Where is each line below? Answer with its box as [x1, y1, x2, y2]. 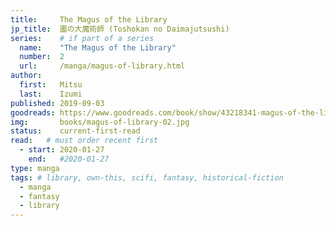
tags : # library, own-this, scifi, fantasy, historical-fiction [10, 172, 284, 183]
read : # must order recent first [10, 136, 159, 146]
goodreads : [10, 107, 56, 118]
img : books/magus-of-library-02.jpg [10, 117, 190, 127]
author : [10, 71, 43, 81]
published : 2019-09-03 [10, 98, 105, 108]
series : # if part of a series [10, 33, 155, 43]
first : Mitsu [19, 80, 83, 90]
